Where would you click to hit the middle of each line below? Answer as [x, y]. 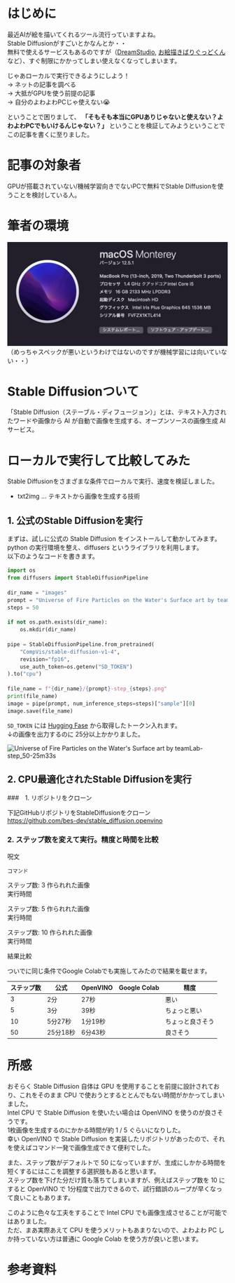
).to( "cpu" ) [24, 674]
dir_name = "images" [37, 593]
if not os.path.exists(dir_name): [58, 622]
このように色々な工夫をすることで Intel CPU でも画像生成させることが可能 [114, 1212]
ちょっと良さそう [190, 1021]
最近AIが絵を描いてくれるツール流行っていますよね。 [83, 34]
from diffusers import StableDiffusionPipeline [78, 578]
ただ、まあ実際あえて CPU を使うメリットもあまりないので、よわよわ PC [112, 1230]
